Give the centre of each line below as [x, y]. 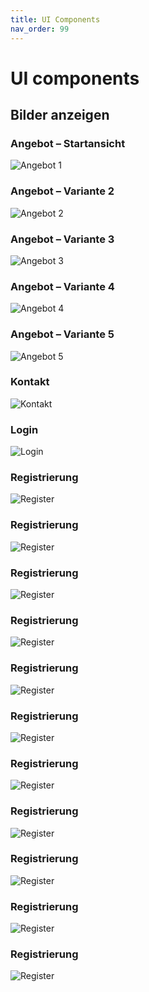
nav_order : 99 [40, 29]
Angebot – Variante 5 [62, 334]
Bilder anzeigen [60, 115]
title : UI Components [55, 19]
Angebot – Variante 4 [62, 286]
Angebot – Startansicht [68, 143]
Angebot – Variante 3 [62, 239]
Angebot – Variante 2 [62, 191]
